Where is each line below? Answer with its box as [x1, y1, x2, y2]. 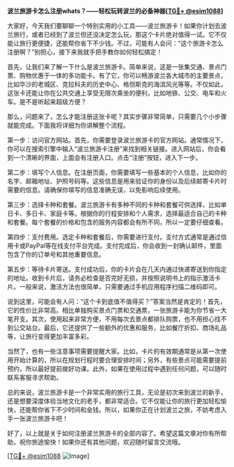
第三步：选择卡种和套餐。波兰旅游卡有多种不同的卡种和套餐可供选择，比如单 [7, 200, 227, 209]
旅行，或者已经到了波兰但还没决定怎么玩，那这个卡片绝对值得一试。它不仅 [13, 31, 227, 38]
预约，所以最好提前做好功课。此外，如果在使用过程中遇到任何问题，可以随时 [7, 364, 227, 373]
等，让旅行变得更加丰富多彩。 [7, 332, 93, 341]
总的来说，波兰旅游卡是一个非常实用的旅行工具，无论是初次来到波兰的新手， [7, 388, 227, 396]
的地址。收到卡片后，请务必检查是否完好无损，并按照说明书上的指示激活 [7, 274, 214, 282]
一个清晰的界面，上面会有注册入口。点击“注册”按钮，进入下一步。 [13, 154, 202, 161]
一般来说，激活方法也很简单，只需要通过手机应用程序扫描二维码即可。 [19, 283, 221, 290]
